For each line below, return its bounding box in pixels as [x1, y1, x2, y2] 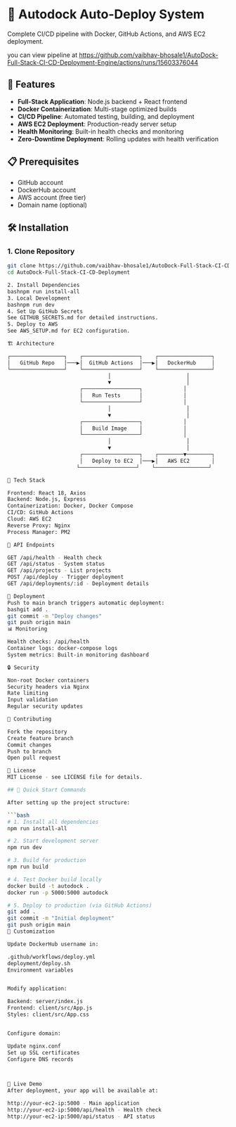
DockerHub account [17, 186, 76, 194]
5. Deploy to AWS [7, 321, 58, 328]
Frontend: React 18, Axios [7, 489, 86, 497]
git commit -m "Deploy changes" [7, 612, 102, 620]
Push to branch [7, 748, 52, 755]
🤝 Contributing [7, 715, 52, 722]
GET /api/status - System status [7, 561, 105, 568]
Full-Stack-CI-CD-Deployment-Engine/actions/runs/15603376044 [7, 58, 199, 66]
